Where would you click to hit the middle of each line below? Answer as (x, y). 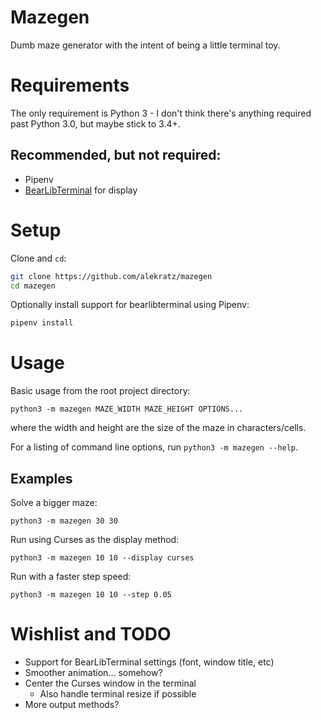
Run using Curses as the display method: (95, 539)
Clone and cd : (38, 258)
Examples (41, 478)
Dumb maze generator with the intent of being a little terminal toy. (145, 45)
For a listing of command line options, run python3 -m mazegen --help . (154, 447)
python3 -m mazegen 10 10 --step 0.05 (91, 595)
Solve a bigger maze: (54, 502)
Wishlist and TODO (91, 634)
